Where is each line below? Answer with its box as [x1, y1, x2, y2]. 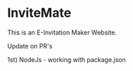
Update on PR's [7, 41, 53, 50]
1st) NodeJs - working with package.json [7, 55, 127, 64]
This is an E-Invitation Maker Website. [7, 28, 118, 37]
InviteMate [7, 5, 72, 21]
